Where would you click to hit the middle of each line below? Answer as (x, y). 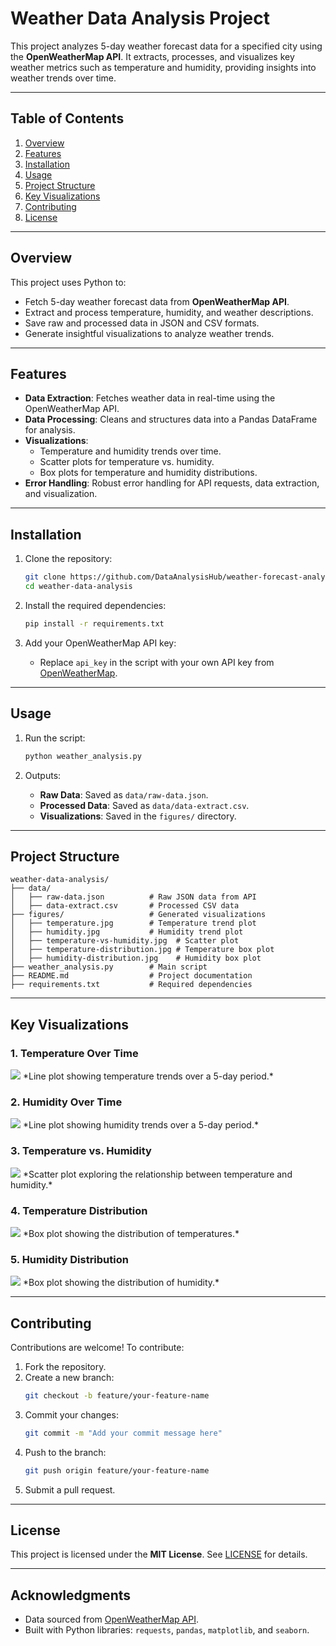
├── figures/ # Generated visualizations (138, 915)
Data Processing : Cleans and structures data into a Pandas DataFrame (171, 419)
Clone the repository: (68, 559)
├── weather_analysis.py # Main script (109, 967)
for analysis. (50, 430)
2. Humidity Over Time (66, 1102)
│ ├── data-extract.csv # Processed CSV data (125, 906)
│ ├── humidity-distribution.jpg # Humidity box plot (136, 958)
